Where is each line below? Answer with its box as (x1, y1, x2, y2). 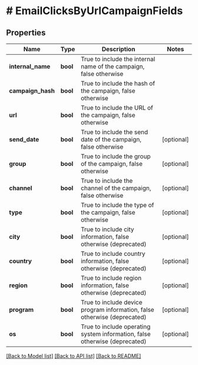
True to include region (80, 274, 142, 282)
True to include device (80, 298, 143, 306)
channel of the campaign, (80, 184, 151, 192)
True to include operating (80, 323, 151, 331)
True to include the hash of (80, 80, 155, 87)
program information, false (80, 305, 154, 314)
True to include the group (80, 152, 151, 160)
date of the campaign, (80, 136, 141, 143)
